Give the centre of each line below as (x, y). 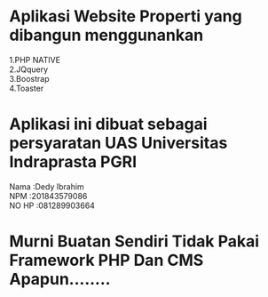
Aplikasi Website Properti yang (126, 16)
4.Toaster (27, 88)
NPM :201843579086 (48, 196)
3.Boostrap (29, 78)
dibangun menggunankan (106, 35)
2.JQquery (29, 69)
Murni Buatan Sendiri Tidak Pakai (134, 241)
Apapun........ (60, 280)
